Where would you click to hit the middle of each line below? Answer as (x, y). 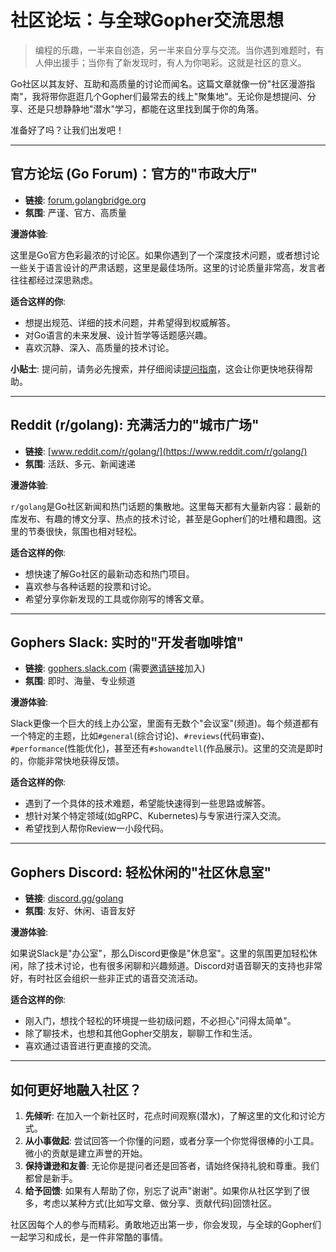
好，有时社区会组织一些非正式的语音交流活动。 (106, 978)
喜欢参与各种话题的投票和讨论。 (90, 586)
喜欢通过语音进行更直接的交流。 (90, 1046)
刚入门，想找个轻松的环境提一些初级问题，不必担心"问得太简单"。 (160, 1021)
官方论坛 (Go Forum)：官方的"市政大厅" (134, 174)
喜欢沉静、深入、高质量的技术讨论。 (99, 347)
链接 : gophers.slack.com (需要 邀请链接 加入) (115, 668)
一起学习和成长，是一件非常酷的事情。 (89, 1237)
